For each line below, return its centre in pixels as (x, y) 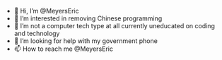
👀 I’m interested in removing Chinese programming (88, 18)
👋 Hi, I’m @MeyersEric (46, 11)
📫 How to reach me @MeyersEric (63, 49)
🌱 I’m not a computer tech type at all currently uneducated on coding (115, 26)
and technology (37, 33)
